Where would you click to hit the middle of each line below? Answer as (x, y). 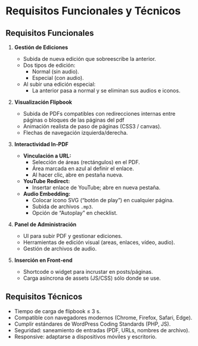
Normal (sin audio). (55, 72)
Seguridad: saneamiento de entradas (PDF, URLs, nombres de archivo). (102, 330)
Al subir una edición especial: (59, 84)
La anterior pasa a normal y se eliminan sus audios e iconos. (106, 90)
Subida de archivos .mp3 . (63, 206)
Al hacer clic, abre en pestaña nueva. (78, 175)
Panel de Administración (45, 224)
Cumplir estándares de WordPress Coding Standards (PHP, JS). (92, 324)
